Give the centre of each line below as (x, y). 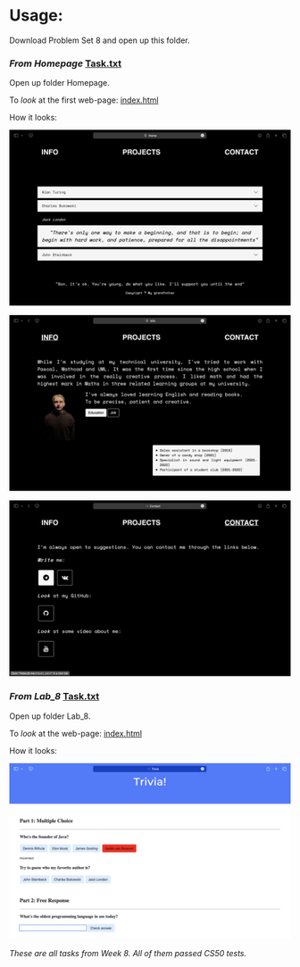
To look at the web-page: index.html (76, 733)
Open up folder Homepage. (59, 83)
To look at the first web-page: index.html (84, 100)
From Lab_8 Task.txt (54, 696)
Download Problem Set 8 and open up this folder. (100, 40)
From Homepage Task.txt (66, 63)
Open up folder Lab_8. (50, 716)
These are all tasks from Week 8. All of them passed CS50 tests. (128, 953)
